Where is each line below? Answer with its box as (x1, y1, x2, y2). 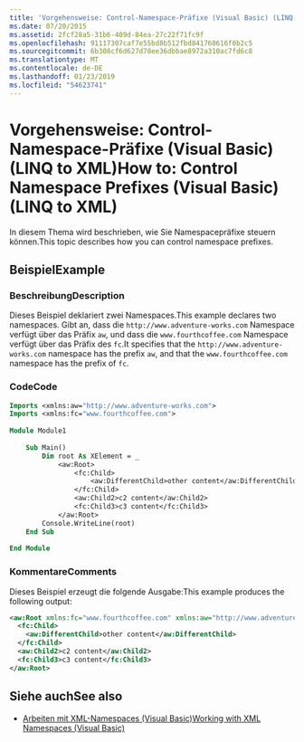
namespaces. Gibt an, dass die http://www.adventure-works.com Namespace (9, 319, 295, 330)
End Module (9, 544, 51, 553)
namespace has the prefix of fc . (9, 358, 129, 369)
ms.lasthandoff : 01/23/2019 (9, 72, 116, 81)
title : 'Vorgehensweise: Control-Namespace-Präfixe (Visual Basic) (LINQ (9, 13, 294, 23)
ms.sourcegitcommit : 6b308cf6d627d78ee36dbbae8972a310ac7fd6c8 (9, 47, 253, 56)
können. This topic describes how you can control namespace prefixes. (9, 236, 274, 247)
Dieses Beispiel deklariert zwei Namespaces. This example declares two (9, 309, 277, 321)
